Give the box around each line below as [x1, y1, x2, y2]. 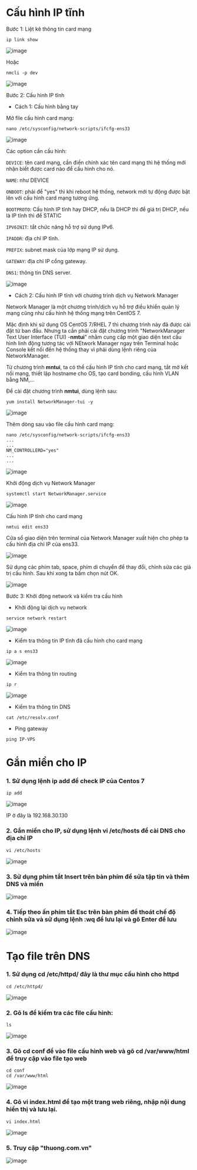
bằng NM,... [6, 376, 35, 383]
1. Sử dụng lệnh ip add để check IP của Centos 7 [6, 777, 145, 785]
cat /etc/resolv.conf [6, 714, 59, 721]
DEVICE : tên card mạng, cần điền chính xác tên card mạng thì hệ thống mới [6, 159, 186, 166]
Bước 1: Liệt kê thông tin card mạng [6, 25, 92, 32]
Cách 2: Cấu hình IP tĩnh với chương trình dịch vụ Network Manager [14, 291, 179, 299]
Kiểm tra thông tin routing [14, 670, 77, 677]
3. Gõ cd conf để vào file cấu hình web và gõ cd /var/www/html [6, 1047, 189, 1055]
